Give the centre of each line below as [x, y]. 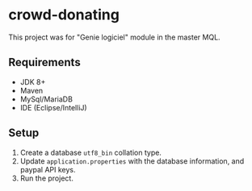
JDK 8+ [33, 81]
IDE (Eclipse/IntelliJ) [53, 107]
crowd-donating [64, 15]
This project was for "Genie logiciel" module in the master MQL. [114, 37]
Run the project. [47, 178]
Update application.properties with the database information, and [132, 161]
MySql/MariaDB [46, 99]
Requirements [44, 62]
